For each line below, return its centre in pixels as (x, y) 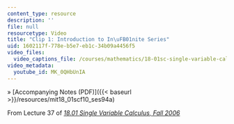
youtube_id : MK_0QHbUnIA (49, 72)
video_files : (26, 53)
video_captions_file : (45, 59)
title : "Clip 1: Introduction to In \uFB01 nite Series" (88, 40)
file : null (23, 26)
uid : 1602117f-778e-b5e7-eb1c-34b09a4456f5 (71, 46)
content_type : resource (42, 14)
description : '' (31, 20)
